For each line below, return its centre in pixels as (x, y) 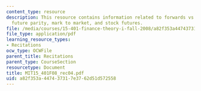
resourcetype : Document (36, 67)
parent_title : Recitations (40, 56)
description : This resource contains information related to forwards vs (100, 17)
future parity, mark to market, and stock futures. (77, 23)
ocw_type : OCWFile (29, 51)
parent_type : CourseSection (41, 62)
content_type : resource (36, 12)
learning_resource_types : (38, 40)
